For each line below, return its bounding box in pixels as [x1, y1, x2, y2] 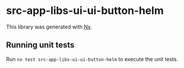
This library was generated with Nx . [6, 23, 92, 30]
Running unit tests [6, 40, 75, 50]
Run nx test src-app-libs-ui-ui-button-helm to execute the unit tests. [6, 55, 178, 62]
